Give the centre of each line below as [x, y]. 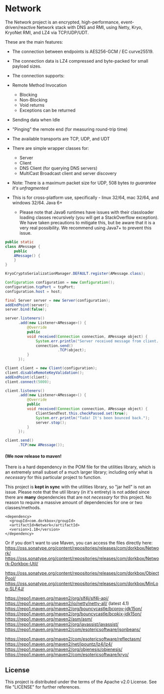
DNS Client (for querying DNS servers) [59, 168]
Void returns [32, 105]
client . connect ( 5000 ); [28, 382]
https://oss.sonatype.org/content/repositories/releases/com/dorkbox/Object [82, 573]
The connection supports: [38, 75]
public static [20, 242]
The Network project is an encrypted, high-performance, [62, 22]
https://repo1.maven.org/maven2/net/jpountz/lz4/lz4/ [59, 644]
